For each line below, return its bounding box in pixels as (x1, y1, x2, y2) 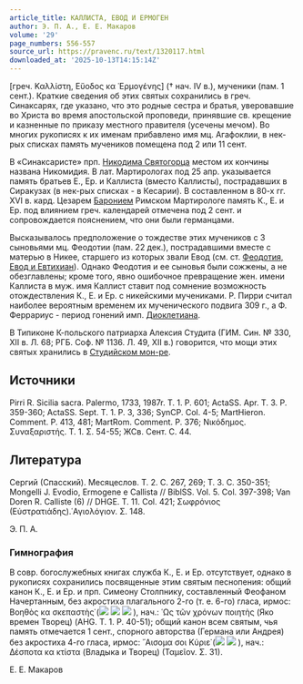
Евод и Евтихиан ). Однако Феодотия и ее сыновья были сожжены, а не (9, 261, 288, 271)
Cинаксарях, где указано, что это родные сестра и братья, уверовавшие (9, 100, 294, 110)
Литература (9, 453, 82, 468)
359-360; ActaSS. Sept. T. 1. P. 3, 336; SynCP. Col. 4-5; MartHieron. (9, 406, 266, 417)
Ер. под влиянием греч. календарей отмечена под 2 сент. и (9, 205, 242, 215)
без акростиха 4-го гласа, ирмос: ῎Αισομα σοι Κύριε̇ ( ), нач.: (9, 637, 265, 648)
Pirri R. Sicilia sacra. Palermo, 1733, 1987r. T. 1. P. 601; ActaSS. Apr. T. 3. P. (9, 397, 288, 408)
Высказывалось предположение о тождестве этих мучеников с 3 (9, 232, 266, 242)
